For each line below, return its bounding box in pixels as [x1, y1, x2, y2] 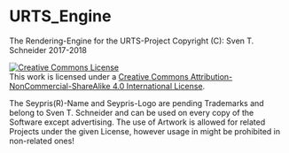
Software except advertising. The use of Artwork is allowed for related [9, 117, 266, 127]
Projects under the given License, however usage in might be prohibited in [9, 126, 281, 136]
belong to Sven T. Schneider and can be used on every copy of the [9, 107, 254, 118]
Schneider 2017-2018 [9, 44, 87, 55]
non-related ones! [9, 135, 75, 146]
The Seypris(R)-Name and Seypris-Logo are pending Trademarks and [9, 97, 264, 108]
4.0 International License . [112, 80, 206, 91]
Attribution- [190, 71, 233, 81]
